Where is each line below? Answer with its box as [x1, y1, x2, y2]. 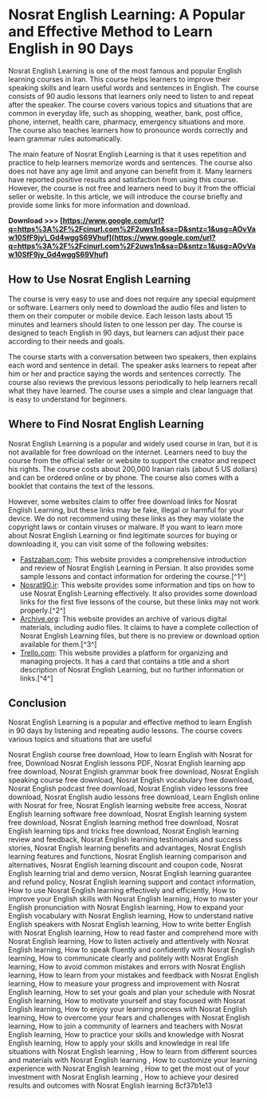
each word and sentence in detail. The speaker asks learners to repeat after [8, 360, 257, 370]
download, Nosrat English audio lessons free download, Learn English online [8, 792, 260, 802]
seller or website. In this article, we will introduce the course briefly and [8, 192, 243, 201]
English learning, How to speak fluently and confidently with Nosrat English [8, 945, 255, 955]
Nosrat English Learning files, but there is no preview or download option [19, 631, 260, 640]
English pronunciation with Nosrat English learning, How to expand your [8, 902, 245, 912]
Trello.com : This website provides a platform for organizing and [19, 648, 229, 657]
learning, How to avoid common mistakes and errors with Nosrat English [8, 962, 245, 972]
